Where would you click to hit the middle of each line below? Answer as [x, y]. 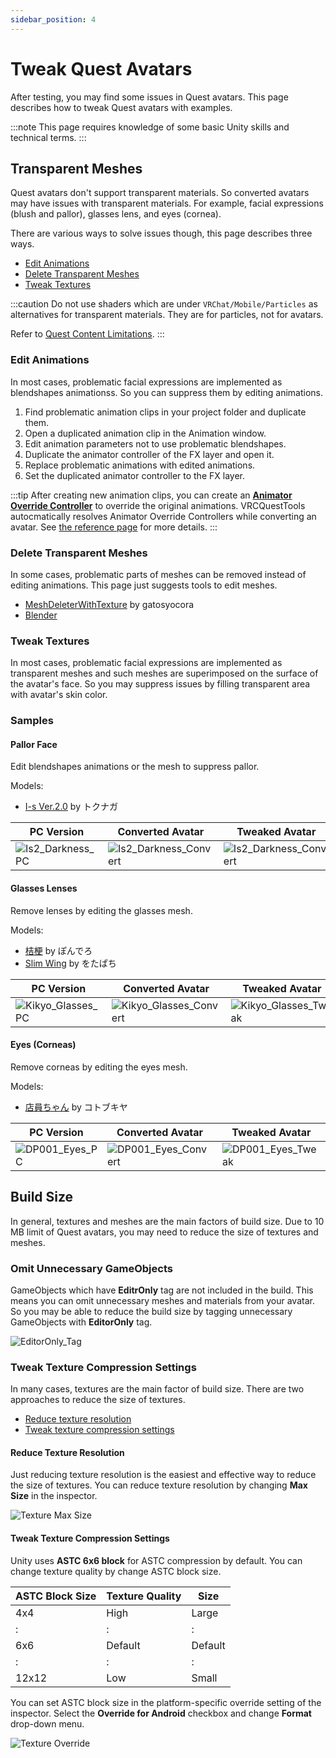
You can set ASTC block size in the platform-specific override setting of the [166, 1702]
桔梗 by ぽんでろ [58, 950]
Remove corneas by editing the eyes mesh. [99, 1067]
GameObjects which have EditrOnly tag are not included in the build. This [162, 1290]
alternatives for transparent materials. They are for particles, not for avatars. [167, 315]
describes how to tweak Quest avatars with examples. [121, 107]
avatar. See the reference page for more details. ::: [114, 527]
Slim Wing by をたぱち [70, 963]
